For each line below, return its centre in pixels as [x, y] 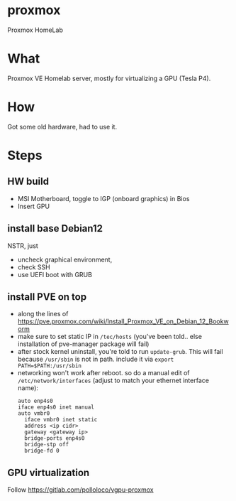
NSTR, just [23, 246]
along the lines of [43, 314]
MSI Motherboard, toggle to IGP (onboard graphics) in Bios [103, 198]
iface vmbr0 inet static [61, 420]
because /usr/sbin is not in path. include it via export [96, 359]
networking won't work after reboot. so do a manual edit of [103, 373]
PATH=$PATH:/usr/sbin [49, 366]
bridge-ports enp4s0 [55, 438]
